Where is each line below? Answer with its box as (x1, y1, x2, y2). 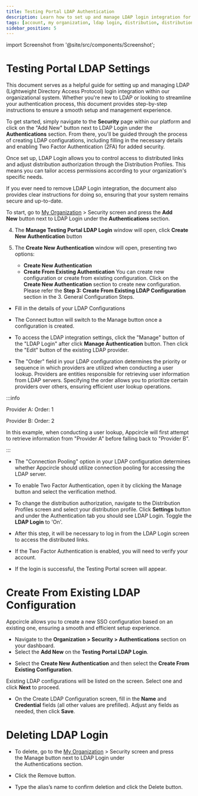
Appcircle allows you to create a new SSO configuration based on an (6, 618, 173, 625)
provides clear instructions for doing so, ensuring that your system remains (6, 191, 189, 198)
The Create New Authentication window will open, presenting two (14, 244, 177, 252)
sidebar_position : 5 (6, 25, 57, 31)
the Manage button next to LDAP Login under (14, 754, 125, 762)
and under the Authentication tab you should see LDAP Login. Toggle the (14, 512, 192, 520)
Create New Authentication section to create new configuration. (23, 281, 181, 288)
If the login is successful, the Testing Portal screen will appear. (14, 565, 167, 573)
